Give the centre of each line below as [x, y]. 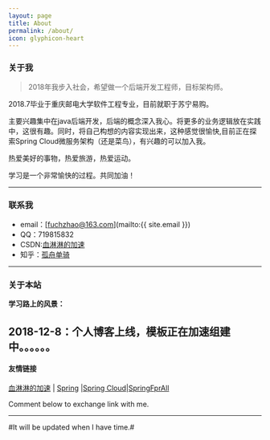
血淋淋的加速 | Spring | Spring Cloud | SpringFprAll [89, 388]
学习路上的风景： [37, 304]
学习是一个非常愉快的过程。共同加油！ [72, 175]
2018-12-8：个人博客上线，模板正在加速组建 [119, 331]
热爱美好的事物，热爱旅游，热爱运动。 [72, 158]
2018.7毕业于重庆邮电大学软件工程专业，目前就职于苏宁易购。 [111, 104]
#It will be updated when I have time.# [72, 427]
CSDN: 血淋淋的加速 [52, 244]
